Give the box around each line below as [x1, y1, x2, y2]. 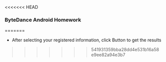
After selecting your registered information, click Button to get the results [11, 37, 162, 43]
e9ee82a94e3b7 [91, 52, 125, 58]
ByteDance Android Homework [4, 16, 82, 23]
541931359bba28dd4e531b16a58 [91, 47, 160, 53]
